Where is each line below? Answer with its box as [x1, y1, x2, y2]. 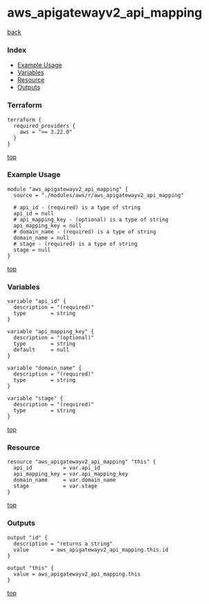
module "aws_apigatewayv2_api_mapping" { [7, 185, 129, 192]
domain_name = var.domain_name [13, 477, 116, 484]
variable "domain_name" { [7, 364, 82, 372]
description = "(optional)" [13, 335, 95, 342]
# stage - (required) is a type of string [13, 240, 138, 247]
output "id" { [7, 534, 48, 541]
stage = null [13, 246, 51, 253]
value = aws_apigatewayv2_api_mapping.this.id [13, 546, 169, 553]
